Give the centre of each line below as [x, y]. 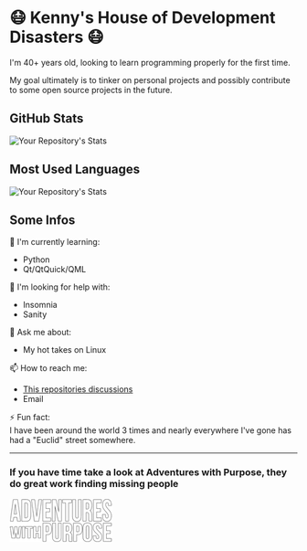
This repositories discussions [78, 389]
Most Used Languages [74, 170]
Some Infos [42, 220]
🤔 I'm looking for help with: [60, 287]
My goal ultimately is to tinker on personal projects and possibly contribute [150, 79]
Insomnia [40, 305]
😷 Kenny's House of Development [143, 18]
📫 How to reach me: [48, 368]
